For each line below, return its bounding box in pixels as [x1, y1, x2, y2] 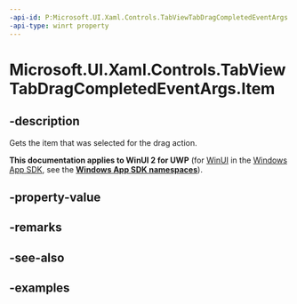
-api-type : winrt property [9, 21, 109, 30]
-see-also [9, 250, 65, 265]
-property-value [9, 189, 101, 204]
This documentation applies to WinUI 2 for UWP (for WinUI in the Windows [9, 155, 287, 165]
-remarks [9, 220, 62, 236]
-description [9, 114, 80, 129]
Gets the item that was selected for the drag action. [9, 137, 197, 148]
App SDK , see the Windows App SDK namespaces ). [9, 164, 203, 174]
